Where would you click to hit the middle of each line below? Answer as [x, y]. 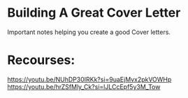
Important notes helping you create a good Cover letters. [89, 32]
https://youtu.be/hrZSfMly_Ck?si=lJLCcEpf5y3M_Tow [84, 87]
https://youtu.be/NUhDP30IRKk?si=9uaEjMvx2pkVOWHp [89, 79]
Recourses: [41, 60]
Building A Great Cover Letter [94, 13]
